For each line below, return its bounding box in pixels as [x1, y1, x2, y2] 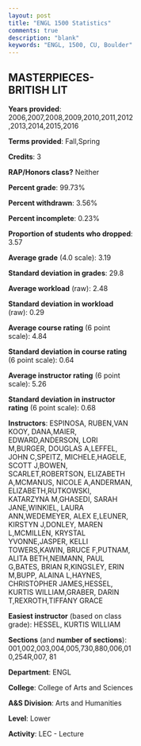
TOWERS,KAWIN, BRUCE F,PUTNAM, [8, 545, 131, 554]
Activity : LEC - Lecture [8, 729, 85, 738]
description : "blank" [8, 33, 80, 42]
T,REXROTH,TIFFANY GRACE [8, 596, 103, 605]
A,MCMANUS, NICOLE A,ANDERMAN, [8, 477, 133, 487]
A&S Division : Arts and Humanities [8, 697, 122, 708]
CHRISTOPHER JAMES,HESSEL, [8, 578, 113, 589]
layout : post [8, 11, 51, 20]
